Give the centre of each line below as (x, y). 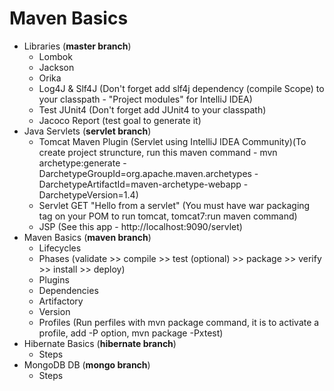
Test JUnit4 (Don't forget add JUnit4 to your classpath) (152, 109)
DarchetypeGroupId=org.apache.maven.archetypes (145, 173)
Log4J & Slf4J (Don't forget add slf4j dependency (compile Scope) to (181, 88)
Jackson (56, 67)
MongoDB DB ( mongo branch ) (87, 364)
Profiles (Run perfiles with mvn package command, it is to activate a (179, 322)
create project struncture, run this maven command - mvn (158, 152)
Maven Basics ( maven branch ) (87, 237)
